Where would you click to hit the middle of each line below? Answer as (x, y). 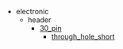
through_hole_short (83, 36)
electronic (32, 11)
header (39, 20)
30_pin (50, 28)
